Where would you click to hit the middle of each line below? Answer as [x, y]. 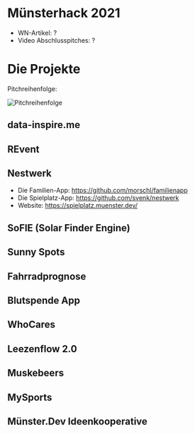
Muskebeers [36, 373]
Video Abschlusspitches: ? [56, 40]
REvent [24, 149]
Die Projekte [44, 69]
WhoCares [31, 325]
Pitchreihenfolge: [32, 89]
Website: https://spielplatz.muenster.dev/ [78, 206]
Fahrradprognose [47, 276]
